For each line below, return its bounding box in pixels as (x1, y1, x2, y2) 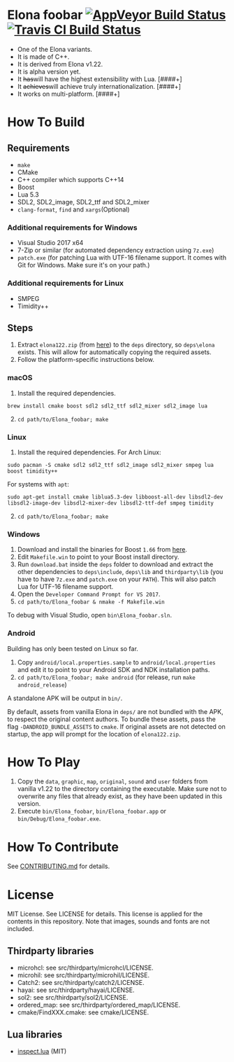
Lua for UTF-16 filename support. (17, 582, 114, 591)
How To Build (7, 114, 85, 130)
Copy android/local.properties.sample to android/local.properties (17, 658, 216, 666)
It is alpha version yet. (17, 67, 81, 76)
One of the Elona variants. (17, 45, 93, 53)
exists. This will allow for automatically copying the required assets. (17, 348, 212, 356)
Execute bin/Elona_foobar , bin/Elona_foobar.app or (17, 807, 166, 816)
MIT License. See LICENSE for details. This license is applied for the (7, 910, 203, 918)
